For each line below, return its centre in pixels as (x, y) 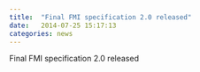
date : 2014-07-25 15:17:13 (63, 25)
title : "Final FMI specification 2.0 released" (100, 17)
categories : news (41, 33)
